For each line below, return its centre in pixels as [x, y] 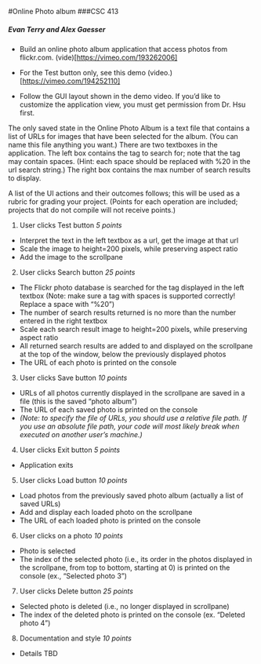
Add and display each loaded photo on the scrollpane [106, 512]
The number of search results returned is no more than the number [128, 312]
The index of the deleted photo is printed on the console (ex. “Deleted [132, 615]
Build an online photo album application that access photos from [123, 49]
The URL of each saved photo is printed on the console [109, 409]
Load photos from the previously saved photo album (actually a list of [131, 495]
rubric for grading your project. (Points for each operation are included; [123, 201]
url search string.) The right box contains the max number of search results [129, 170]
